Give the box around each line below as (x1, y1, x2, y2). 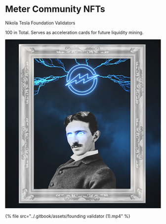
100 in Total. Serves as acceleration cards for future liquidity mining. (5, 29, 144, 35)
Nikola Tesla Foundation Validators (5, 20, 76, 26)
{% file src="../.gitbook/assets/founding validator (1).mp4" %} (5, 213, 131, 219)
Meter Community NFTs (5, 3, 105, 15)
